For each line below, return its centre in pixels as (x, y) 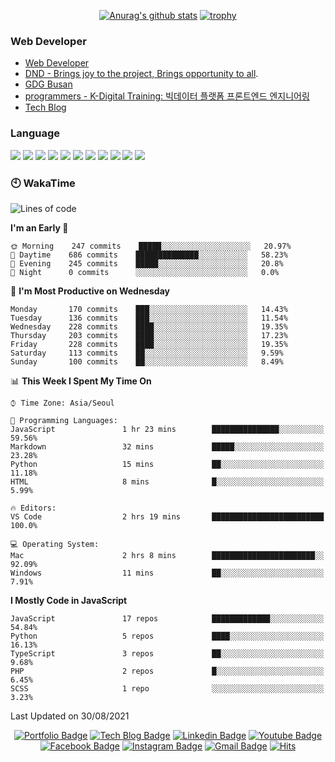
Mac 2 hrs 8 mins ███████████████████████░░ (167, 555)
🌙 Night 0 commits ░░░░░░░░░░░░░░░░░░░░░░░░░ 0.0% (145, 272)
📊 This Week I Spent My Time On (81, 381)
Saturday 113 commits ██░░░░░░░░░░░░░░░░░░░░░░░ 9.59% (147, 353)
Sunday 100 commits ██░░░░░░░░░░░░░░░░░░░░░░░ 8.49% (147, 361)
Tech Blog (45, 107)
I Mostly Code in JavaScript (69, 600)
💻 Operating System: (55, 544)
